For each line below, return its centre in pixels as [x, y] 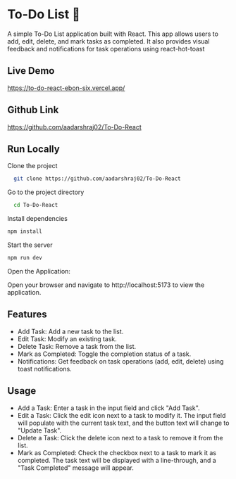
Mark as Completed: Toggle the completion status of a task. [104, 354]
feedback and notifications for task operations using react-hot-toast [106, 49]
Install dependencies [38, 219]
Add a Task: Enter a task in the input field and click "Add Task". [108, 408]
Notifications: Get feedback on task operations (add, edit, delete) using [120, 361]
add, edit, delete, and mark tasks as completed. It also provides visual [108, 41]
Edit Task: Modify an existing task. [67, 339]
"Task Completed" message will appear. [75, 468]
